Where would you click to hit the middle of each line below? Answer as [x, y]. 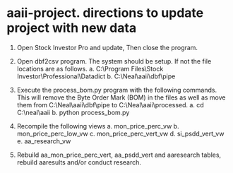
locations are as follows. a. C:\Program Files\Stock [90, 68]
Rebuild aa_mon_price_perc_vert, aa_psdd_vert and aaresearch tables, [119, 155]
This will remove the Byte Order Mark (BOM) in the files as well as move [121, 97]
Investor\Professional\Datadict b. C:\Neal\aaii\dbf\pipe [96, 76]
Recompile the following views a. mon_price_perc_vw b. [98, 126]
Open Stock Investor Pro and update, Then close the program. [107, 47]
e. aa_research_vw [44, 141]
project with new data [72, 28]
